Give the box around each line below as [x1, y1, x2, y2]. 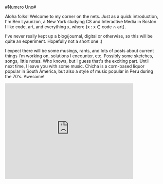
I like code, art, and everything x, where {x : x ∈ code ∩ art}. [5, 24, 126, 30]
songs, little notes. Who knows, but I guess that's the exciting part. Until [5, 58, 149, 64]
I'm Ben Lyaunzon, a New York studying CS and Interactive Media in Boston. [5, 19, 158, 24]
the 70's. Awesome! [5, 74, 45, 79]
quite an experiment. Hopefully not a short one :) [5, 38, 103, 44]
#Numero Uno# [5, 4, 36, 10]
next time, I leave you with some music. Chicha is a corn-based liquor [5, 63, 145, 69]
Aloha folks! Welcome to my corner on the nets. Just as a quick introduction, [5, 14, 158, 19]
